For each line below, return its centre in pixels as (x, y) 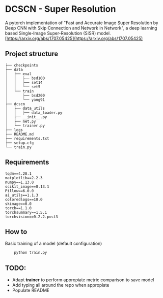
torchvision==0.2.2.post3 (31, 217)
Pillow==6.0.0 (20, 191)
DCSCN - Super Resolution (61, 9)
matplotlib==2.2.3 (24, 178)
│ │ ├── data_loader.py (34, 113)
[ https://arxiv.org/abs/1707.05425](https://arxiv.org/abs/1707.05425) (74, 38)
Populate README (31, 290)
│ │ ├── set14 (24, 82)
